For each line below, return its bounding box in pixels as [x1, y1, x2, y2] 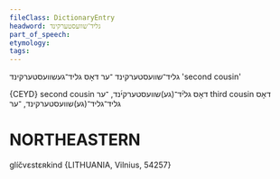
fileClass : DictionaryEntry [9, 13, 116, 22]
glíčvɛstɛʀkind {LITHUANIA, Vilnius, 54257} [9, 159, 172, 171]
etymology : [9, 38, 51, 48]
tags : [9, 47, 30, 56]
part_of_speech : [9, 30, 70, 39]
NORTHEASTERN [9, 130, 141, 150]
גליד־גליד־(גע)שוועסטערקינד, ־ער [9, 98, 122, 109]
